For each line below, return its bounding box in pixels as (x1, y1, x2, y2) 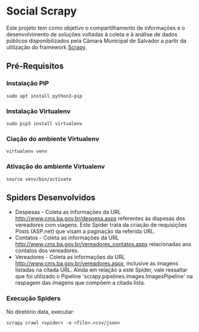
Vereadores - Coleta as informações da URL (15, 253, 125, 261)
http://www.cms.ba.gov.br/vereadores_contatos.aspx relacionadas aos (15, 241, 192, 248)
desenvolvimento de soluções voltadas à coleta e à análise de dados (6, 30, 178, 37)
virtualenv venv (6, 148, 47, 155)
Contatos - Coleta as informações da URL (15, 234, 119, 241)
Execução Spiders (6, 295, 61, 303)
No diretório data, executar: (6, 308, 75, 315)
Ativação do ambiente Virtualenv (6, 162, 105, 171)
